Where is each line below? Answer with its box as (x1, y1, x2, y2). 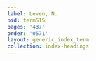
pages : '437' (7, 23, 46, 30)
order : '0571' (7, 29, 49, 37)
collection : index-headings (7, 43, 90, 50)
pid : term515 (7, 17, 46, 24)
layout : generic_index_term (7, 36, 90, 43)
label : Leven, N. (7, 10, 58, 18)
